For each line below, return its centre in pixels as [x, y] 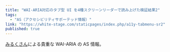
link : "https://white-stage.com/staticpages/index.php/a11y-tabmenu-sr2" [86, 24]
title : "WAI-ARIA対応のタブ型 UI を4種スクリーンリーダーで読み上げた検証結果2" [83, 10]
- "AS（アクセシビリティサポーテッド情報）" [51, 19]
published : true [22, 29]
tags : [11, 15]
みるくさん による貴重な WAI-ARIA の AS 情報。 [55, 44]
